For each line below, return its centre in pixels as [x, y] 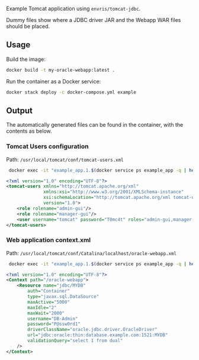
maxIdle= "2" [42, 307]
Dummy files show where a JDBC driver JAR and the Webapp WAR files [94, 20]
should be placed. [28, 26]
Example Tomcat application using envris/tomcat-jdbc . [73, 9]
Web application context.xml [49, 240]
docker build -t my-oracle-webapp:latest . [61, 70]
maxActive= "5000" [49, 302]
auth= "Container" [49, 291]
